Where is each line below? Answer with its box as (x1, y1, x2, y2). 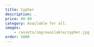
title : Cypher (5, 7, 35, 12)
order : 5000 (5, 35, 30, 40)
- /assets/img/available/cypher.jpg (14, 30, 90, 35)
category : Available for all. (5, 21, 68, 26)
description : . (5, 12, 37, 17)
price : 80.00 (5, 16, 32, 21)
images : (5, 25, 21, 30)
